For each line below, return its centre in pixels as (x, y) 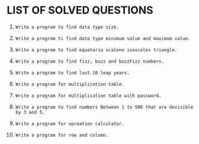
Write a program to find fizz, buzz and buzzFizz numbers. (90, 61)
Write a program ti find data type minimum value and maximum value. (103, 38)
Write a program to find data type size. (67, 27)
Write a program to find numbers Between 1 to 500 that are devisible (104, 107)
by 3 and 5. (30, 112)
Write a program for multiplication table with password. (88, 96)
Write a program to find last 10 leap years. (72, 73)
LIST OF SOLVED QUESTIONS (80, 10)
